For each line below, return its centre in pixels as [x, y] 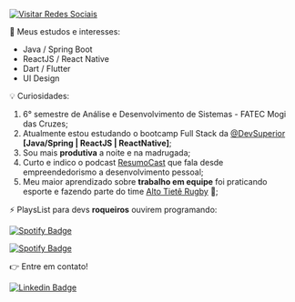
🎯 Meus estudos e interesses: [65, 31]
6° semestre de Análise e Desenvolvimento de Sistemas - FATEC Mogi [154, 114]
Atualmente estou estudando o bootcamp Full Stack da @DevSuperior [154, 133]
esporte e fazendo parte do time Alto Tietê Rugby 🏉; [120, 191]
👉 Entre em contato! [49, 267]
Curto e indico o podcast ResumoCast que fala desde [123, 162]
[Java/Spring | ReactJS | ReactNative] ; [97, 143]
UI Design [41, 78]
